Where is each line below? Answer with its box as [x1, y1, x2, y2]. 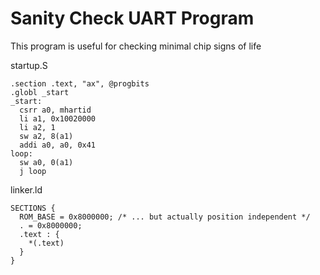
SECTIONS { [10, 203, 56, 213]
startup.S [10, 59, 48, 71]
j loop [19, 166, 47, 176]
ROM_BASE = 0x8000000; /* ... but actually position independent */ [19, 212, 311, 222]
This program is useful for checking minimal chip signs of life [10, 40, 262, 52]
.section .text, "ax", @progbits [10, 78, 150, 89]
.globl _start [10, 87, 70, 97]
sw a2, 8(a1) [19, 131, 74, 141]
